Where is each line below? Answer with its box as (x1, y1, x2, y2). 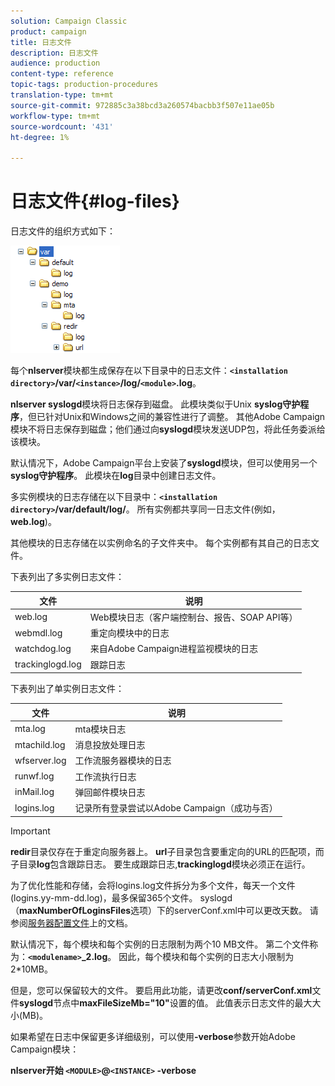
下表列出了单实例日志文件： (10, 683, 125, 695)
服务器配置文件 (28, 916, 90, 929)
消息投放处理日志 (74, 739, 146, 751)
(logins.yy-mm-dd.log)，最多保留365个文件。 (10, 891, 198, 904)
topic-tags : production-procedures (10, 80, 159, 90)
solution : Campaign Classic (10, 16, 128, 26)
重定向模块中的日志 (89, 627, 170, 639)
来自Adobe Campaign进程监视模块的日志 (89, 643, 259, 655)
